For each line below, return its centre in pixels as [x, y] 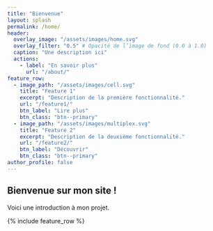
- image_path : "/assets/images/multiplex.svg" [82, 124]
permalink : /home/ [34, 26]
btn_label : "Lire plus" [54, 111]
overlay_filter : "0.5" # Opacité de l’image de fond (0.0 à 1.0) [110, 46]
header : [18, 33]
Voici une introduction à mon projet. [58, 207]
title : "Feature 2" [48, 130]
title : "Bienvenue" [35, 14]
